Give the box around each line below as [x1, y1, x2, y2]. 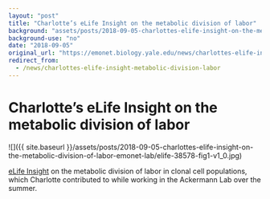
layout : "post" [8, 11, 59, 20]
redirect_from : [8, 57, 59, 65]
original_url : [8, 49, 56, 57]
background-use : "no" [8, 34, 81, 43]
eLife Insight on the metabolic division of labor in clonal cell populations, [8, 166, 247, 176]
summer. [8, 183, 38, 193]
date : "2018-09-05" [8, 42, 74, 50]
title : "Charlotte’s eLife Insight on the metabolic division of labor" [8, 19, 257, 27]
